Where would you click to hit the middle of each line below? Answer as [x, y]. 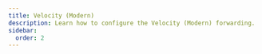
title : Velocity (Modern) [51, 15]
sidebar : [23, 30]
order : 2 [30, 38]
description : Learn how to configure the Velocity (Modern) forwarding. [132, 23]
